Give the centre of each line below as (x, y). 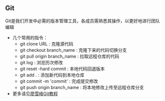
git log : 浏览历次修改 (41, 62)
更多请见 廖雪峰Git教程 (35, 94)
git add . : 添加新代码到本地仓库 (52, 75)
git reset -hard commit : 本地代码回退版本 (62, 69)
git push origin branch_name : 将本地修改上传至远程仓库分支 (82, 87)
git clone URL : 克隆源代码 (46, 44)
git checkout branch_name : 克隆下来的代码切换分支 (73, 50)
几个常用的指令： (30, 37)
